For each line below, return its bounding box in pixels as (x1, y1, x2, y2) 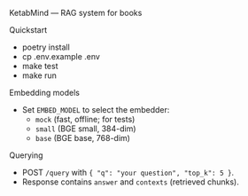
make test (21, 61, 58, 71)
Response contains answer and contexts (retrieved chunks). (21, 176, 239, 187)
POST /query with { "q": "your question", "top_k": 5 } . (21, 168, 235, 177)
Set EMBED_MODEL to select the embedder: (21, 105, 170, 114)
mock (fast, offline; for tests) (35, 114, 136, 124)
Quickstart (9, 25, 48, 35)
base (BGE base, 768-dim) (35, 133, 131, 143)
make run (21, 70, 58, 81)
